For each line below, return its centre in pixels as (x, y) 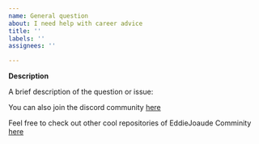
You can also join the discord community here (85, 108)
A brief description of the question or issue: (81, 92)
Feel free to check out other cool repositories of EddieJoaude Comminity (130, 123)
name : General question (49, 16)
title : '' (25, 31)
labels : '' (27, 38)
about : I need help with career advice (76, 23)
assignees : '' (32, 46)
